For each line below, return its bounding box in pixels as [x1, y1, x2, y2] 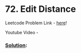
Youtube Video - [5, 29, 39, 35]
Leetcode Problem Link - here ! [5, 20, 67, 26]
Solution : [5, 42, 28, 49]
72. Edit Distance [5, 3, 76, 15]
